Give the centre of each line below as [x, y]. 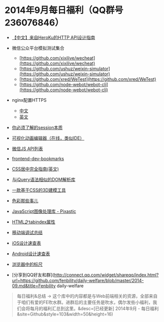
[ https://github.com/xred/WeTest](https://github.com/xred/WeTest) [88, 79]
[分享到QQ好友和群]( [33, 275]
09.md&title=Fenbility [34, 286]
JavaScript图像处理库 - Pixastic [44, 211]
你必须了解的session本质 [37, 127]
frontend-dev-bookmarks [38, 159]
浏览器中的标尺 [27, 264]
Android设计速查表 [31, 253]
